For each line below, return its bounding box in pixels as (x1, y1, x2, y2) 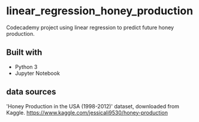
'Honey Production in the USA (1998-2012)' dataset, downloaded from (6, 102, 180, 110)
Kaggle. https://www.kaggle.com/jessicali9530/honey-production (6, 109, 168, 116)
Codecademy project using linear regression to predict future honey (6, 24, 174, 31)
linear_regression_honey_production (6, 4, 194, 18)
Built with (6, 48, 43, 58)
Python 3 (14, 63, 38, 70)
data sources (6, 87, 56, 97)
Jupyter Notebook (14, 70, 60, 77)
